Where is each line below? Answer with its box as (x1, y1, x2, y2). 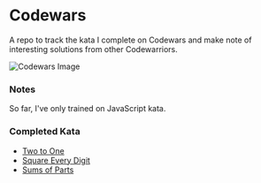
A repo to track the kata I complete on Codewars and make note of (9, 34, 252, 45)
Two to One (21, 145, 65, 156)
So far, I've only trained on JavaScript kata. (9, 103, 166, 114)
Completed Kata (9, 126, 81, 138)
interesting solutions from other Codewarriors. (9, 43, 179, 54)
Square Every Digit (21, 155, 91, 165)
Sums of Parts (21, 164, 74, 175)
